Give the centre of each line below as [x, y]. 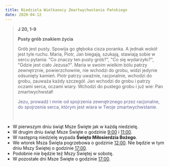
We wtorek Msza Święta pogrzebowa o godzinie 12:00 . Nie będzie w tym [88, 143]
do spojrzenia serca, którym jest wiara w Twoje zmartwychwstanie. [88, 107]
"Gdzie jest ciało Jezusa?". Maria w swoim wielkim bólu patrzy [82, 65]
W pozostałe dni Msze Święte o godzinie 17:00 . [62, 159]
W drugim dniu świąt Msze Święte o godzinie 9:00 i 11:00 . [72, 132]
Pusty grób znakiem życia [45, 39]
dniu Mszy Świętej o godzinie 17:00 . [50, 148]
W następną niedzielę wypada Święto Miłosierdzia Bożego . [75, 137]
